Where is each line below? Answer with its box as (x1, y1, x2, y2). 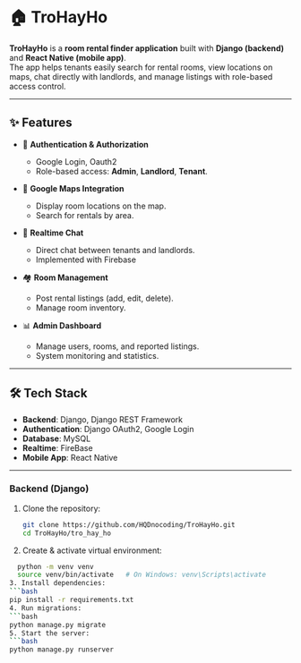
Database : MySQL (21, 433, 91, 444)
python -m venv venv (17, 562, 94, 571)
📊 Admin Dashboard (21, 319, 102, 331)
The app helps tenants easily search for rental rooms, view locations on (9, 62, 273, 72)
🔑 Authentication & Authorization (21, 139, 150, 149)
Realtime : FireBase (21, 442, 93, 453)
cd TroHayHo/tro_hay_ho (21, 529, 112, 538)
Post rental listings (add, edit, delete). (35, 293, 175, 303)
